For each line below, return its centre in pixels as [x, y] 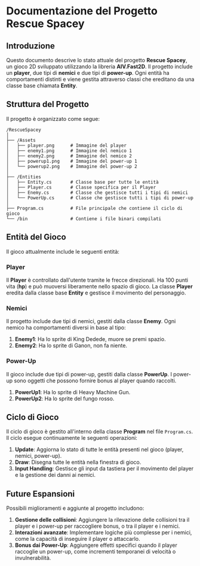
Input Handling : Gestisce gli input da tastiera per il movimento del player [104, 468]
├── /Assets [21, 140]
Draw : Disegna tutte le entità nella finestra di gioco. [78, 462]
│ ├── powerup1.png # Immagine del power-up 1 [72, 161]
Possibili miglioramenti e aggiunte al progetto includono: [75, 508]
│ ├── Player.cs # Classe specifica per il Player [81, 187]
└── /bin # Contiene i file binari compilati [84, 219]
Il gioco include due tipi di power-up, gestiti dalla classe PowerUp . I [89, 374]
